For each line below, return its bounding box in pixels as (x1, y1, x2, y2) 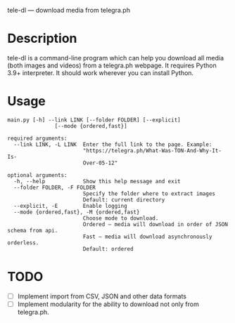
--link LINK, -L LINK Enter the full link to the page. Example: (13, 140, 212, 148)
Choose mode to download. (82, 214, 159, 222)
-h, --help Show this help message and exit (13, 178, 181, 185)
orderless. (7, 239, 39, 246)
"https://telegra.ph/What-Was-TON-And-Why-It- (82, 147, 222, 154)
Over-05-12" (82, 159, 118, 166)
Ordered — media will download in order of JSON (82, 220, 229, 228)
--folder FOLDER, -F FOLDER (13, 184, 96, 191)
